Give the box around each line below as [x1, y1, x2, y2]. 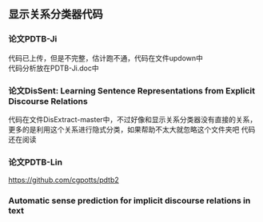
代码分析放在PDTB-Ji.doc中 [8, 63, 100, 73]
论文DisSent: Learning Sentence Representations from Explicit [8, 85, 256, 96]
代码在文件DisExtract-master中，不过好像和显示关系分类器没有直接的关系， [8, 114, 257, 124]
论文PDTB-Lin [8, 157, 62, 168]
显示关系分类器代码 [8, 7, 103, 22]
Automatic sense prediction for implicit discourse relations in [8, 195, 251, 206]
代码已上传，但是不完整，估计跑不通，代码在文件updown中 [8, 53, 204, 62]
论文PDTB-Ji [8, 34, 58, 45]
